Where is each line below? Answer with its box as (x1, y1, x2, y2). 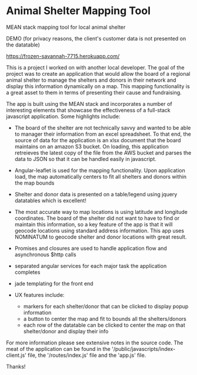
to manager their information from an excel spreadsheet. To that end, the (14, 130, 191, 138)
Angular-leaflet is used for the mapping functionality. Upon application (14, 166, 185, 174)
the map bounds (14, 179, 55, 186)
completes (14, 269, 41, 276)
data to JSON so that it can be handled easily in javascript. (14, 155, 157, 162)
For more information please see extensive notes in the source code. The (6, 339, 183, 346)
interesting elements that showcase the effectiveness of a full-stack (6, 106, 171, 113)
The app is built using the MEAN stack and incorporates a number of (6, 100, 172, 107)
